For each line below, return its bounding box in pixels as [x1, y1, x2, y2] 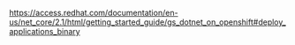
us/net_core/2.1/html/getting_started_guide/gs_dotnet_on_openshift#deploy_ [9, 17, 286, 27]
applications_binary [9, 26, 81, 36]
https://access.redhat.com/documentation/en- [9, 8, 178, 18]
